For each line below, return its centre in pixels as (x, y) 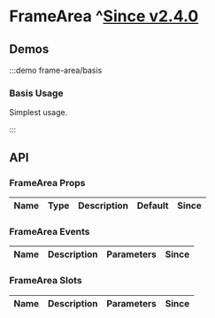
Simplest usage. (38, 112)
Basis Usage (36, 93)
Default (153, 206)
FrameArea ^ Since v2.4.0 (104, 16)
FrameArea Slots (46, 281)
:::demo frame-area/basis (56, 70)
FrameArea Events (50, 231)
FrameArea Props (47, 182)
